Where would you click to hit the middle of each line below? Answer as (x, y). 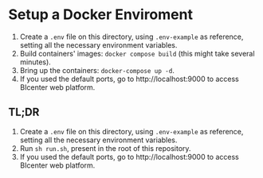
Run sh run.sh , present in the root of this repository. (105, 148)
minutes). (35, 62)
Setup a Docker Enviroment (101, 15)
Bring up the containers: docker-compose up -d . (97, 70)
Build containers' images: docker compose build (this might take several (137, 53)
